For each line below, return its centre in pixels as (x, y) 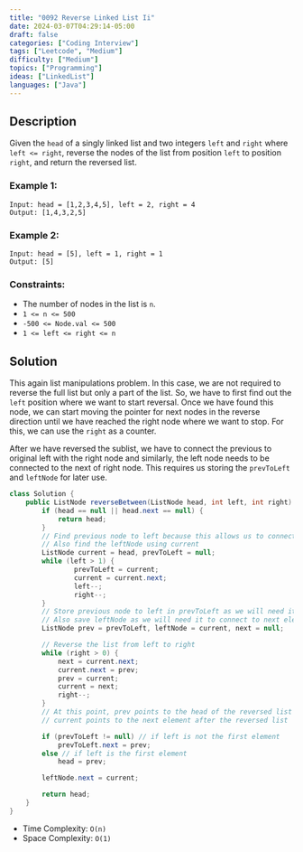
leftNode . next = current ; (91, 778)
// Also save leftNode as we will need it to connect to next (161, 620)
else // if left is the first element (115, 754)
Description (43, 122)
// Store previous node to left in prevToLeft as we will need (163, 612)
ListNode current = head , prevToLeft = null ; (129, 553)
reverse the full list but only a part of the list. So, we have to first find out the (151, 393)
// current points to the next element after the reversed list (165, 720)
